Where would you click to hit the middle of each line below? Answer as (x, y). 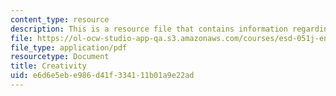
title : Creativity (48, 66)
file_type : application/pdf (69, 47)
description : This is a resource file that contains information (149, 29)
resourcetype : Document (60, 57)
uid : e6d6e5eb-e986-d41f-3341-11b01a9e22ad (102, 76)
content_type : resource (60, 19)
